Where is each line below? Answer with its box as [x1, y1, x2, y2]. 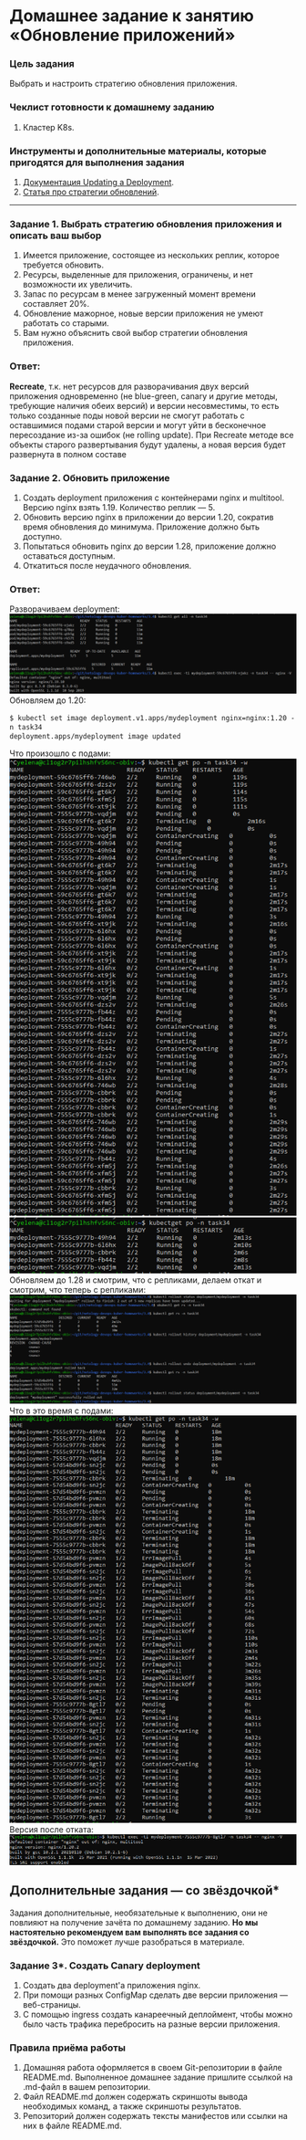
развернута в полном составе [9, 448, 127, 459]
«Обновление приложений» [9, 25, 236, 46]
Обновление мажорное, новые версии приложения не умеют [22, 308, 264, 320]
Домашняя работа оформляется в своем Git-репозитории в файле [22, 2062, 282, 2073]
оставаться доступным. [22, 550, 116, 561]
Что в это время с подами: [9, 1405, 114, 1416]
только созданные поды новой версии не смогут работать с [9, 410, 246, 421]
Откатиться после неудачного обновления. [22, 560, 192, 571]
